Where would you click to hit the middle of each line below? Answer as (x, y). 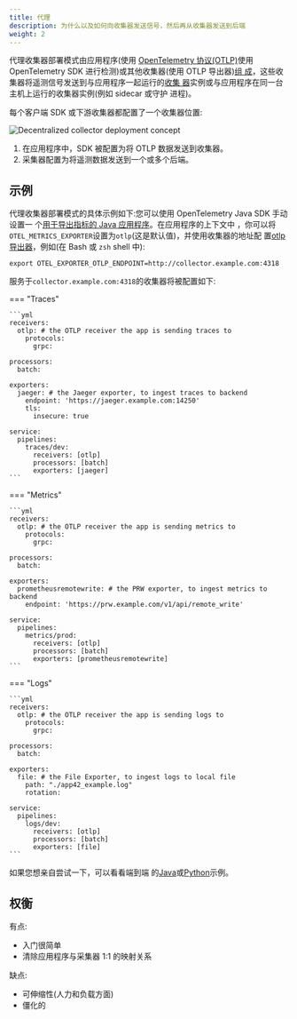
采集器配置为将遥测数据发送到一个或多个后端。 (107, 160)
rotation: (43, 793)
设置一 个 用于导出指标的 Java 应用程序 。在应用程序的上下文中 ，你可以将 (143, 225)
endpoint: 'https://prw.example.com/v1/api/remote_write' (134, 605)
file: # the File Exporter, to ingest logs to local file (127, 777)
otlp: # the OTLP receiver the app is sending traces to (125, 331)
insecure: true (61, 417)
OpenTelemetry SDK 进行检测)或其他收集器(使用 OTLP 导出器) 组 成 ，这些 (143, 71)
